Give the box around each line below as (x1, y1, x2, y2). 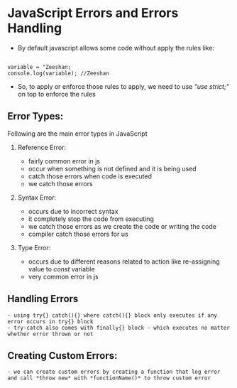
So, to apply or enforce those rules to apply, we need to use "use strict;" (17, 82, 229, 90)
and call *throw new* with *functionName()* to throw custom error (7, 374, 211, 382)
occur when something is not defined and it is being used (28, 164, 197, 173)
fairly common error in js (28, 156, 101, 165)
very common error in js (28, 272, 99, 281)
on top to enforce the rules (17, 90, 96, 98)
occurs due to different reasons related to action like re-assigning (28, 257, 220, 266)
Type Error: (17, 243, 51, 252)
